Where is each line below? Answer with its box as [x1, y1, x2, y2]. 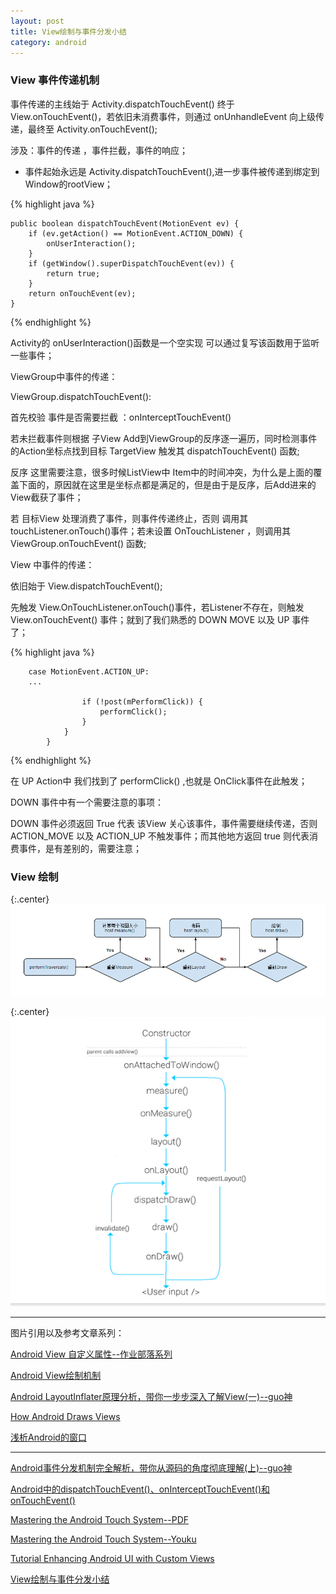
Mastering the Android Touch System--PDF [10, 1513, 190, 1525]
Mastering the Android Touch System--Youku [10, 1533, 197, 1545]
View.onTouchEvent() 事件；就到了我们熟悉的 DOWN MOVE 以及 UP [10, 613, 290, 625]
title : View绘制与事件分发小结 [10, 26, 127, 37]
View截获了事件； [10, 491, 84, 503]
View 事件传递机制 [10, 73, 100, 87]
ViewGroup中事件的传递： [10, 370, 118, 382]
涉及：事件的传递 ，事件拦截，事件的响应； [10, 144, 188, 156]
